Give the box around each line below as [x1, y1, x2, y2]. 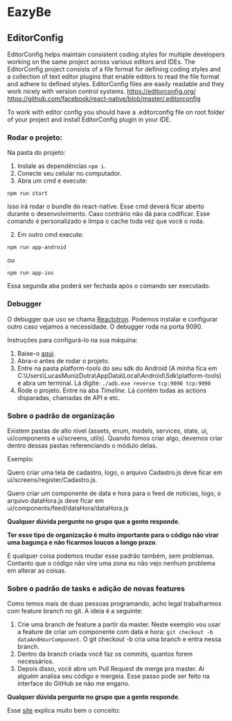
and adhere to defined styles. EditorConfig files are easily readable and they [7, 80, 224, 88]
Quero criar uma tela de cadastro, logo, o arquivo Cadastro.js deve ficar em [7, 468, 223, 476]
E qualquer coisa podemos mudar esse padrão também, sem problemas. [7, 552, 215, 560]
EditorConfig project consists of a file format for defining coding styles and [7, 65, 221, 73]
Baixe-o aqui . [17, 349, 55, 358]
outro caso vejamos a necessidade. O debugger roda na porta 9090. [7, 322, 203, 331]
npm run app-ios [7, 270, 54, 276]
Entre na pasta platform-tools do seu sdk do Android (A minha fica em [17, 364, 217, 372]
